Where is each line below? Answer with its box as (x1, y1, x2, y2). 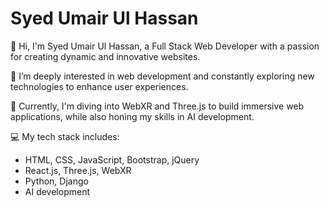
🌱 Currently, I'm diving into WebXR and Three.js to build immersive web (10, 100, 305, 112)
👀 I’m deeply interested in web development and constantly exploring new (10, 70, 315, 82)
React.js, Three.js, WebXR (24, 164, 132, 176)
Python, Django (24, 175, 89, 187)
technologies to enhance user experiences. (10, 80, 189, 92)
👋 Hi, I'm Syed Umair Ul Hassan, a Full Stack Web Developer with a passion (10, 40, 320, 52)
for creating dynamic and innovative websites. (10, 50, 201, 62)
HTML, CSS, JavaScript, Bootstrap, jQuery (24, 153, 200, 166)
